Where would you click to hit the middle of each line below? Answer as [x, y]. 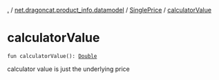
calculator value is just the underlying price [68, 69]
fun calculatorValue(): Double [52, 56]
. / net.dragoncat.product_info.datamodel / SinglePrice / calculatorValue [109, 10]
